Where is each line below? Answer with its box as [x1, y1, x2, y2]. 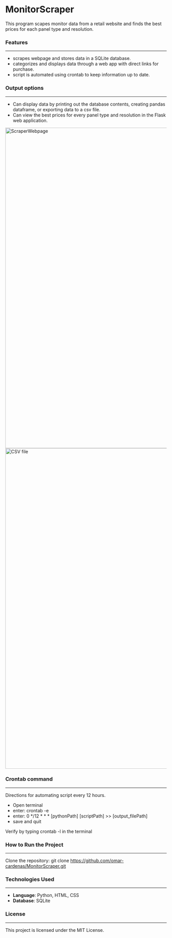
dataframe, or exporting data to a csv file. [12, 106, 101, 112]
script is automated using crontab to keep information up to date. [12, 72, 150, 78]
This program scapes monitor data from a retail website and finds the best [5, 21, 162, 27]
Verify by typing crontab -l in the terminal [5, 828, 92, 834]
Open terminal [12, 802, 43, 808]
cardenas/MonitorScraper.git [5, 863, 66, 869]
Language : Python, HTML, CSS [12, 892, 79, 899]
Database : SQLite [12, 897, 51, 904]
